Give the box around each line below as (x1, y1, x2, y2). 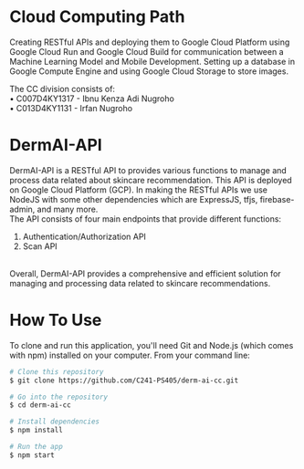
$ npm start (9, 450, 55, 460)
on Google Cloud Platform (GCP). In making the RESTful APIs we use (9, 184, 267, 195)
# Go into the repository (9, 392, 108, 401)
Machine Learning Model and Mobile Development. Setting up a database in (9, 56, 295, 67)
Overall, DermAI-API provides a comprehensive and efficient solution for (9, 267, 281, 279)
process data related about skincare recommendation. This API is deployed (9, 174, 292, 185)
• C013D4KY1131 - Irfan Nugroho (9, 102, 133, 113)
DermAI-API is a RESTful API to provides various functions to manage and (9, 164, 288, 175)
